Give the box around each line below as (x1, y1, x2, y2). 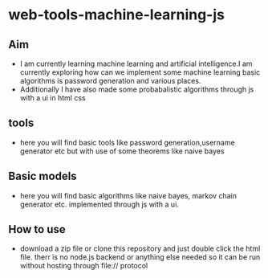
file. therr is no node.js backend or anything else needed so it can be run (19, 252, 261, 262)
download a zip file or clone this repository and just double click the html (19, 243, 261, 254)
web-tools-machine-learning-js (8, 6, 225, 24)
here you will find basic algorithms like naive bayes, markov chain (19, 190, 237, 200)
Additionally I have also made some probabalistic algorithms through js (19, 84, 254, 94)
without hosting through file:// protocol (19, 261, 148, 271)
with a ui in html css (19, 93, 86, 102)
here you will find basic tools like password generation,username (19, 137, 235, 147)
